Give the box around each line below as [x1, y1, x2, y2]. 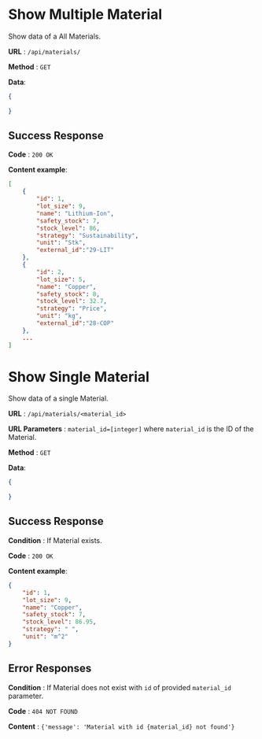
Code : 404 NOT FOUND [8, 706, 79, 715]
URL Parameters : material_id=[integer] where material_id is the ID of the [8, 424, 254, 434]
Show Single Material [8, 368, 149, 386]
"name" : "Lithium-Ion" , [36, 209, 114, 217]
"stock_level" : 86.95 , [22, 618, 97, 626]
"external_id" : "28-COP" [36, 320, 114, 327]
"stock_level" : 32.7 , [36, 297, 108, 305]
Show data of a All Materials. [8, 31, 101, 41]
